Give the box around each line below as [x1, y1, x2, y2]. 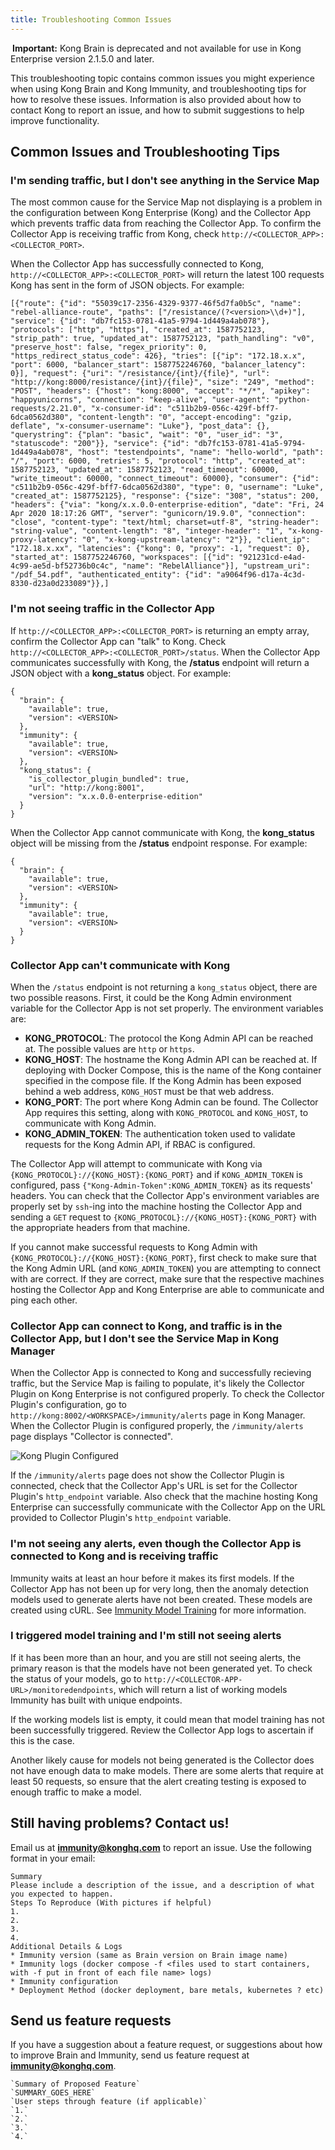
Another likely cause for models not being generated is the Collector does [10, 1754, 315, 1766]
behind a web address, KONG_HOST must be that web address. [24, 1085, 275, 1097]
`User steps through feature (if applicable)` [10, 2097, 208, 2107]
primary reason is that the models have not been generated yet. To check [10, 1662, 313, 1674]
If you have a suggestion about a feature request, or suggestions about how [10, 2039, 323, 2051]
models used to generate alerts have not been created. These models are [10, 1593, 313, 1605]
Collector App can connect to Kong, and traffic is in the [10, 1319, 283, 1333]
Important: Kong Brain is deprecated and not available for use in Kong [12, 42, 302, 54]
